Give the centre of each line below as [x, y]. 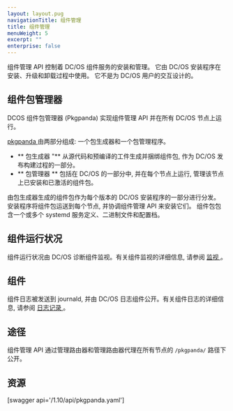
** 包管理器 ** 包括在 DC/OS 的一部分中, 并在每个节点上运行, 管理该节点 [121, 173]
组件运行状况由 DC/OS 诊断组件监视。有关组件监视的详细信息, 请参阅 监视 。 [117, 257]
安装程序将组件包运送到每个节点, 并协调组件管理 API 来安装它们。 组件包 [111, 206]
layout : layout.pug [36, 14]
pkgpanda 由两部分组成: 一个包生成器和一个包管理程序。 [88, 141]
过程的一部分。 [57, 165]
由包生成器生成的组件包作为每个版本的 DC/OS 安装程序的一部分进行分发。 [113, 197]
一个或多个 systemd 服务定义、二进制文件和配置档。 [88, 214]
